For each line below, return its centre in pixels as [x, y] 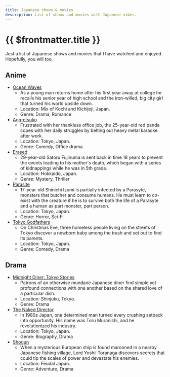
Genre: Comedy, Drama [45, 249]
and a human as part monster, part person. [65, 206]
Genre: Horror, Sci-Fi [42, 217]
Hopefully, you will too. [29, 59]
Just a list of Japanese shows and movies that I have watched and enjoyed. [84, 54]
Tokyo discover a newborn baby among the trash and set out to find [91, 233]
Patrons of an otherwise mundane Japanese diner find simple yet [88, 283]
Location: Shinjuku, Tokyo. [48, 299]
